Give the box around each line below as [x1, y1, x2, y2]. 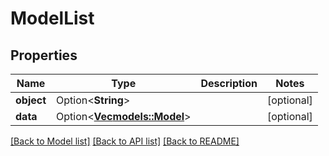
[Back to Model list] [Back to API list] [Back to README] [10, 135, 240, 147]
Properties [10, 47, 78, 64]
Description [200, 77, 258, 90]
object [15, 93, 47, 107]
